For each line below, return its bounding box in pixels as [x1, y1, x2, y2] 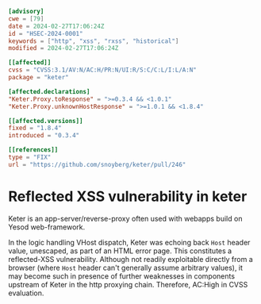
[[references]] [8, 146, 59, 154]
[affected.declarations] [8, 87, 90, 95]
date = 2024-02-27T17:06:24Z [8, 22, 105, 30]
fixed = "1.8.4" [8, 124, 62, 133]
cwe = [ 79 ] [8, 14, 44, 23]
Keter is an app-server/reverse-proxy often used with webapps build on [8, 214, 243, 223]
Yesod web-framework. [8, 222, 86, 232]
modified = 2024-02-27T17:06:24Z [8, 44, 119, 52]
